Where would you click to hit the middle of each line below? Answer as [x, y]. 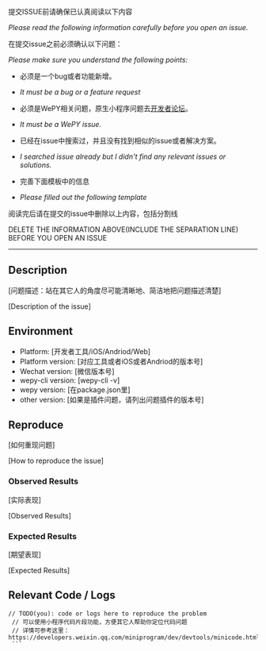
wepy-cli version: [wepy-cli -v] [70, 380]
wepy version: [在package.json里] [75, 389]
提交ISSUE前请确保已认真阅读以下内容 [70, 12]
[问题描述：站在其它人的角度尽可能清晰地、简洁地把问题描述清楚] [115, 290]
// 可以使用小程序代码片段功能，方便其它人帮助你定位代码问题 [99, 622]
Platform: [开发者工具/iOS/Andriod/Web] [85, 351]
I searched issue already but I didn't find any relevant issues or [123, 156]
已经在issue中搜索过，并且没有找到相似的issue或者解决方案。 [120, 141]
